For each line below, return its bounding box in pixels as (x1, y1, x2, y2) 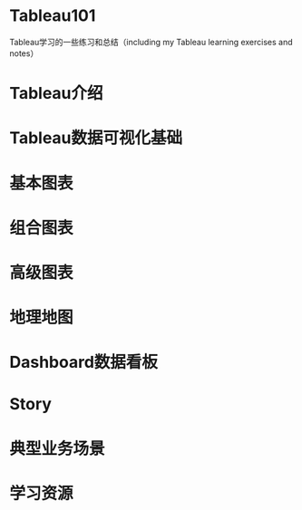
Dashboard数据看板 (9, 352, 159, 372)
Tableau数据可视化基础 (9, 128, 183, 149)
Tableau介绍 (9, 83, 103, 104)
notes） (9, 47, 39, 59)
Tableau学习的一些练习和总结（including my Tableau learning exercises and (9, 36, 293, 47)
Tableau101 (9, 5, 96, 26)
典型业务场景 (9, 438, 106, 458)
